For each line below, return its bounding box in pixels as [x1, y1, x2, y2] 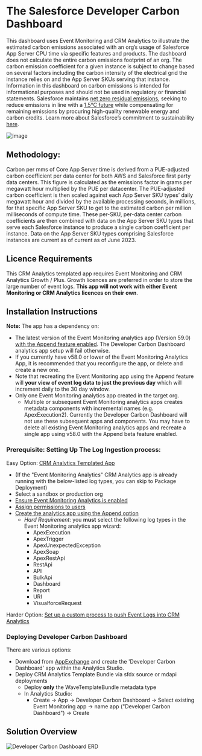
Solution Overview [6, 726, 77, 737]
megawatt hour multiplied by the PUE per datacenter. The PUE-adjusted [6, 185, 185, 192]
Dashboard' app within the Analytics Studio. [14, 664, 125, 671]
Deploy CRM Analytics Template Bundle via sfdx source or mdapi [14, 670, 177, 678]
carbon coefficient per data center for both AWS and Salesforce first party [6, 172, 191, 179]
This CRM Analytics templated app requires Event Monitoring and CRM [6, 270, 182, 277]
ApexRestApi [33, 554, 65, 562]
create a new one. [14, 367, 60, 374]
